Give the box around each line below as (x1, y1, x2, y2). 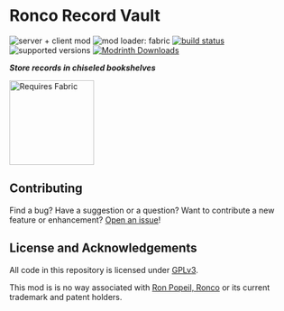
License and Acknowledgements (9, 241, 197, 256)
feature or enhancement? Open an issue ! (9, 214, 161, 225)
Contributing (9, 181, 83, 197)
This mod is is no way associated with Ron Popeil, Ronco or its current (9, 281, 270, 293)
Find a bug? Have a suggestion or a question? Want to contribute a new (9, 205, 275, 215)
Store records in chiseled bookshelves (9, 62, 156, 73)
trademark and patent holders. (9, 291, 123, 302)
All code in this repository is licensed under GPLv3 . (9, 264, 198, 275)
